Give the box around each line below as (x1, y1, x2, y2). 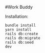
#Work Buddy (5, 4, 33, 10)
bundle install (5, 23, 36, 28)
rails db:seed (5, 40, 34, 45)
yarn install (5, 27, 32, 32)
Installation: (5, 14, 28, 19)
